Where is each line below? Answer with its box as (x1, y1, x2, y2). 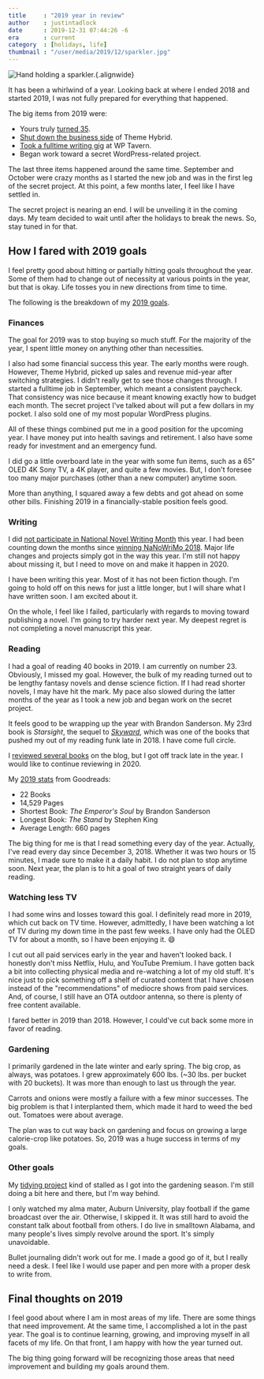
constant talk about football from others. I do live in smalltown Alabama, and (8, 1220, 255, 1230)
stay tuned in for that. (8, 222, 78, 231)
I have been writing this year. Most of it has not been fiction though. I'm (8, 575, 240, 585)
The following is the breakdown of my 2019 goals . (8, 297, 170, 307)
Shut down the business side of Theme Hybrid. (19, 133, 173, 142)
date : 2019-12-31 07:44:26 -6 (8, 26, 128, 34)
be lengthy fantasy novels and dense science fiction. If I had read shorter (8, 678, 246, 687)
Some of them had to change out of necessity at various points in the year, (8, 274, 251, 283)
